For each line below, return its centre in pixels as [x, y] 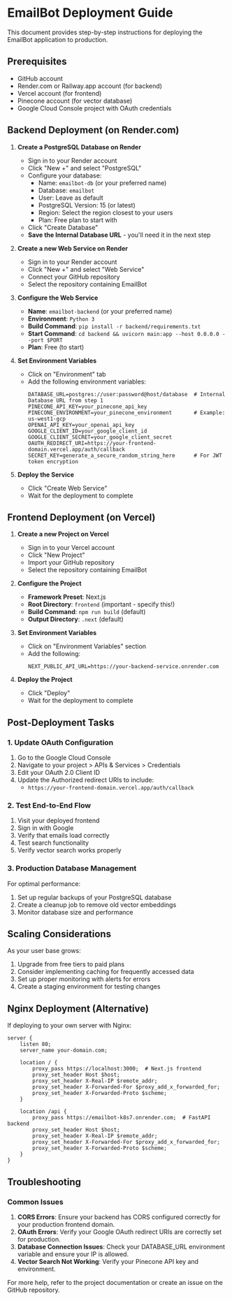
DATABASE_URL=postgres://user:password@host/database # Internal [126, 394]
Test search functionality [53, 843]
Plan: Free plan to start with [78, 220]
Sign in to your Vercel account [71, 548]
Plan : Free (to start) [56, 347]
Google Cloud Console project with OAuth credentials [94, 108]
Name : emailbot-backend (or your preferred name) [100, 311]
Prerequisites [37, 62]
